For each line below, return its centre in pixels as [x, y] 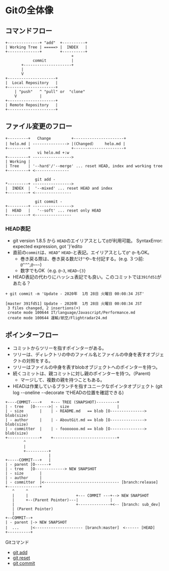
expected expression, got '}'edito [47, 247]
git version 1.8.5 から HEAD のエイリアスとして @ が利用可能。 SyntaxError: [88, 241]
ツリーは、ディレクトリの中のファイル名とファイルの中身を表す [79, 354]
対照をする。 [40, 360]
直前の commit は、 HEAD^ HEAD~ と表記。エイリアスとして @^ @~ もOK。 [82, 253]
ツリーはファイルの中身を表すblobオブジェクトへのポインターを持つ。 [86, 367]
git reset [21, 558]
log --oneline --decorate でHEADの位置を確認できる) [68, 393]
